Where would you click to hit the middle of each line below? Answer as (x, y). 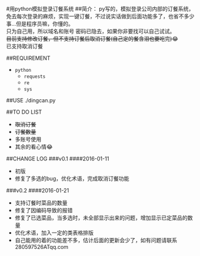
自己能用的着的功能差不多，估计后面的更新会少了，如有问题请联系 (96, 240)
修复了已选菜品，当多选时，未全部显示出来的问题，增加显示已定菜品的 (101, 218)
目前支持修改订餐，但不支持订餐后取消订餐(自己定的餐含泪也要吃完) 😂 (92, 39)
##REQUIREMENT (28, 58)
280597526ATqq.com (41, 247)
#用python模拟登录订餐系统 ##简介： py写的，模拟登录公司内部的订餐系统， (100, 9)
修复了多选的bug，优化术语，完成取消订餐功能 (72, 179)
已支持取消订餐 (24, 46)
